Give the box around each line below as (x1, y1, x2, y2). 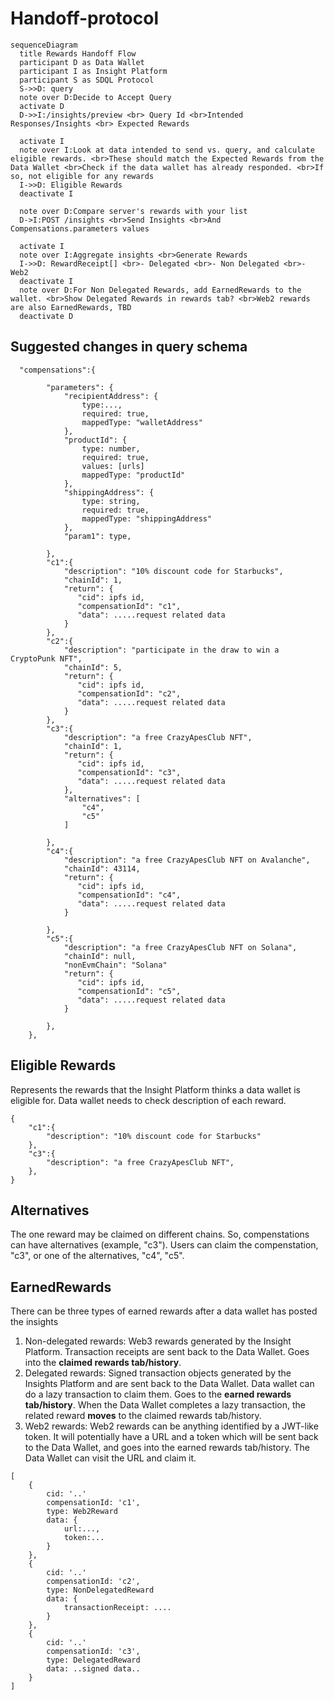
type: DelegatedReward (46, 1655, 141, 1666)
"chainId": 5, (63, 662, 123, 672)
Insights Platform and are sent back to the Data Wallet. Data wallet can (24, 1378, 315, 1390)
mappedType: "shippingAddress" (81, 513, 213, 524)
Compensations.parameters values (10, 223, 150, 234)
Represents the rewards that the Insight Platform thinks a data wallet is (10, 1083, 301, 1096)
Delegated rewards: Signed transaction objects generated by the (24, 1367, 292, 1379)
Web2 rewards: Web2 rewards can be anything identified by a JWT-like (24, 1420, 319, 1432)
